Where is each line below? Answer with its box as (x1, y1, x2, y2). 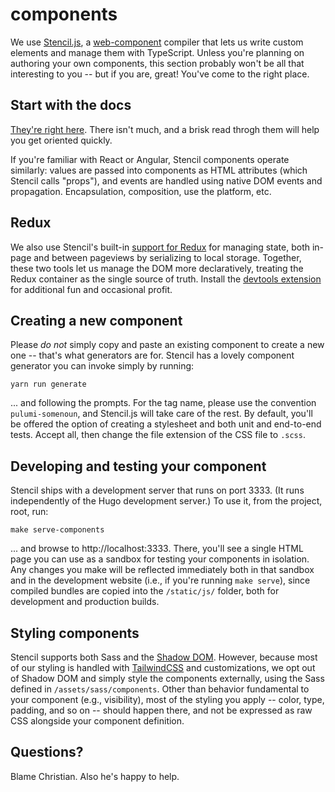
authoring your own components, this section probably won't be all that (10, 57, 305, 69)
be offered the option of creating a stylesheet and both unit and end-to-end (10, 418, 322, 430)
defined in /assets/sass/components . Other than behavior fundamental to (10, 683, 310, 695)
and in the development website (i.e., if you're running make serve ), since (10, 574, 311, 587)
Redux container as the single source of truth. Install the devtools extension (10, 273, 322, 285)
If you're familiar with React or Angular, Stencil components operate (10, 153, 290, 165)
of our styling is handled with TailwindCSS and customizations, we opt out (10, 662, 316, 673)
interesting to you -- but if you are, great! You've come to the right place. (10, 68, 310, 80)
